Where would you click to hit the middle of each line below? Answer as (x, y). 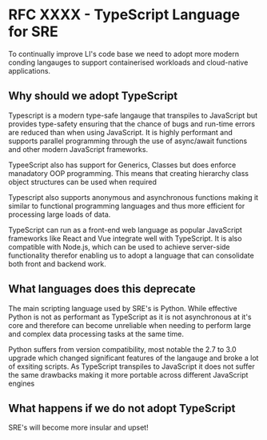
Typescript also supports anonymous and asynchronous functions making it (133, 197)
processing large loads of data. (60, 214)
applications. (29, 70)
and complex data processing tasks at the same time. (96, 334)
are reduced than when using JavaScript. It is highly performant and (121, 132)
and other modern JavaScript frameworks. (78, 149)
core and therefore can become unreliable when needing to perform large (130, 325)
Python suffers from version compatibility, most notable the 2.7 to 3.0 (123, 349)
